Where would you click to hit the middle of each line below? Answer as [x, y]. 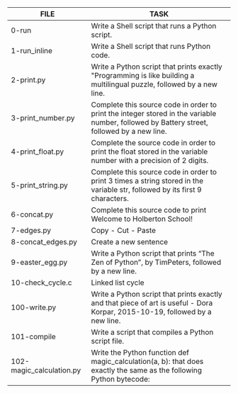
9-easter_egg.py [39, 262]
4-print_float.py [38, 152]
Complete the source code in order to [153, 143]
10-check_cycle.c [41, 283]
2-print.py [28, 80]
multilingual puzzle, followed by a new [154, 84]
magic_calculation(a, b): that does [147, 361]
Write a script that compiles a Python [152, 332]
